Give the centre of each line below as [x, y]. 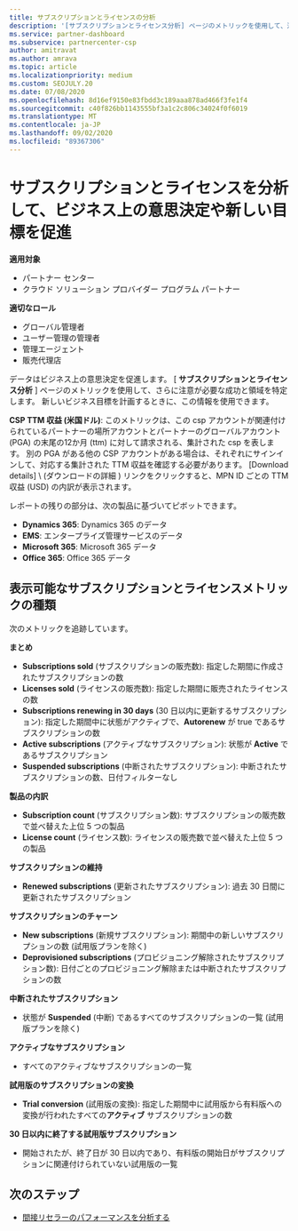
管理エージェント [53, 348]
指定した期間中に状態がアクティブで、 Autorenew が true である [161, 722]
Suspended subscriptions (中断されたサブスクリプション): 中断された [150, 766]
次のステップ [44, 1194]
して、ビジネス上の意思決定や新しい [141, 210]
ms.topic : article [43, 68]
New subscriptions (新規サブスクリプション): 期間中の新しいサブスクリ [153, 935]
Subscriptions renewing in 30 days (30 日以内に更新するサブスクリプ [150, 710]
